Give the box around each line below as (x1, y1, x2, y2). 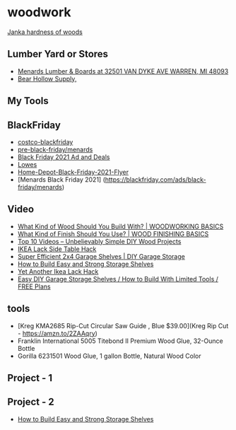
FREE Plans (17, 282, 51, 291)
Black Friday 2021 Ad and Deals (17, 153, 110, 161)
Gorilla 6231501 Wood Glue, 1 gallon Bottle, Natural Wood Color (17, 351, 201, 360)
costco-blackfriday (17, 137, 73, 146)
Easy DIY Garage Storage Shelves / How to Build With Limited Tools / (17, 274, 219, 283)
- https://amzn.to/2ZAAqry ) (17, 329, 98, 337)
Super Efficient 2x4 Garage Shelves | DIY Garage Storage (17, 252, 185, 260)
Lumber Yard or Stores (7, 48, 108, 60)
